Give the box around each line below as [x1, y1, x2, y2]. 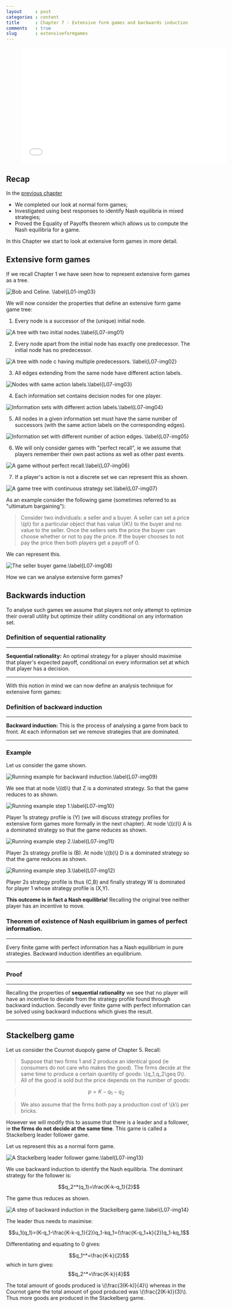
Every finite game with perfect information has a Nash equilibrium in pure [6, 943, 184, 951]
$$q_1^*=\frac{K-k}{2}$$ [68, 1251, 130, 1259]
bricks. [20, 1107, 38, 1114]
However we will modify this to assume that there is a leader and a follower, [6, 1119, 190, 1126]
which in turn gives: [6, 1261, 54, 1268]
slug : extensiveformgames [6, 31, 88, 37]
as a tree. [6, 276, 29, 283]
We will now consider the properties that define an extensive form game [6, 299, 181, 307]
